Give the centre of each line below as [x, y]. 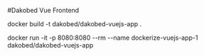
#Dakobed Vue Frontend [43, 10]
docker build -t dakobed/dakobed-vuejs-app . [75, 24]
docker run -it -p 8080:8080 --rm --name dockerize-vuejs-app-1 [103, 38]
